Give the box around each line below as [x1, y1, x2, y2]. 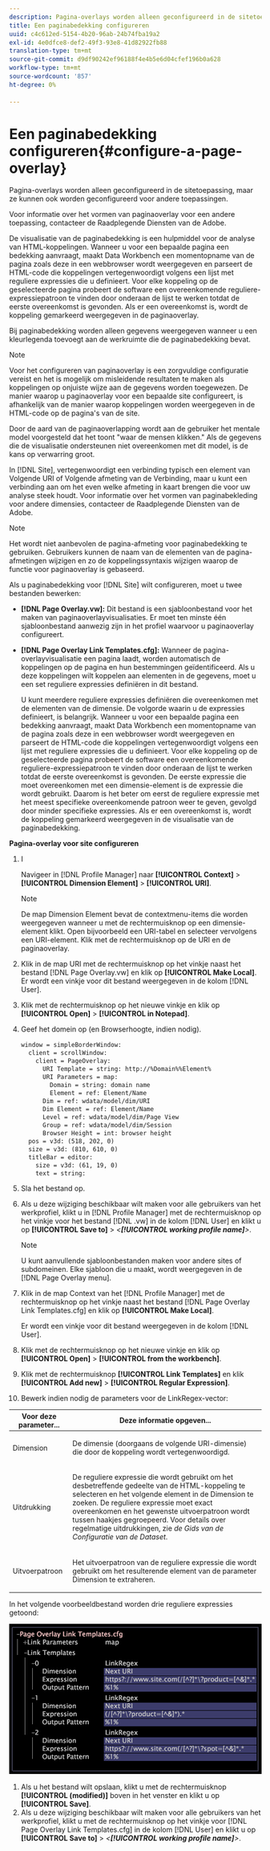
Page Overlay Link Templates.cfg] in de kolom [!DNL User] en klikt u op [20, 1824, 256, 1835]
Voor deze [22, 1411, 57, 1421]
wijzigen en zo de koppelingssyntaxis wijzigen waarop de [48, 556, 239, 566]
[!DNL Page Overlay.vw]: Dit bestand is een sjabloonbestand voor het [20, 604, 253, 614]
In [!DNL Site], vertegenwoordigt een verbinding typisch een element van [9, 465, 251, 475]
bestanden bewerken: [9, 589, 82, 599]
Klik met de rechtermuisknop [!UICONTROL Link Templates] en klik [20, 1370, 244, 1379]
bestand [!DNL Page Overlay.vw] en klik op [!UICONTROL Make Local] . [20, 968, 257, 978]
